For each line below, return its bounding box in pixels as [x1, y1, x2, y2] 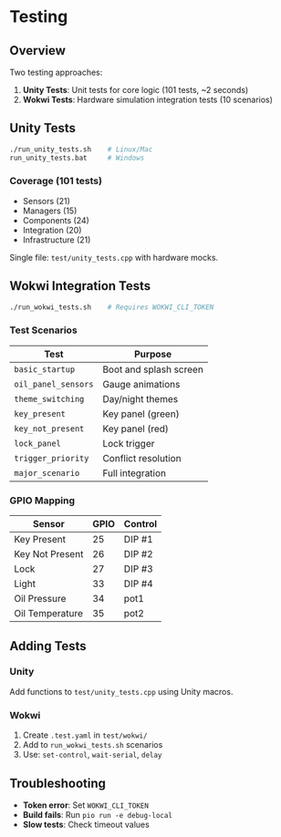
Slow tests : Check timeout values [22, 819, 151, 830]
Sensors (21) [22, 195, 71, 206]
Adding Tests [9, 638, 87, 654]
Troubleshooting [9, 775, 107, 790]
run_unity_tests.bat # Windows [9, 153, 145, 162]
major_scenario [14, 468, 80, 478]
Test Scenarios [9, 324, 78, 336]
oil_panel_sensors [14, 378, 94, 389]
